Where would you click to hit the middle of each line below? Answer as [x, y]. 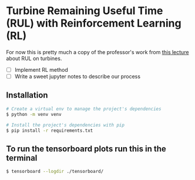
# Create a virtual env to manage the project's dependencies [84, 109]
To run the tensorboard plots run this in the [86, 149]
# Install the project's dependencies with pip [65, 125]
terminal [22, 158]
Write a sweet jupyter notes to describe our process [78, 76]
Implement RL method [41, 69]
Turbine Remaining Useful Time [85, 11]
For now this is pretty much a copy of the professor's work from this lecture [97, 52]
